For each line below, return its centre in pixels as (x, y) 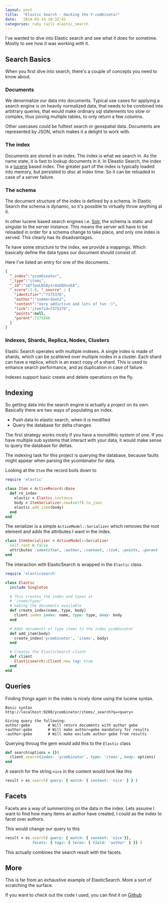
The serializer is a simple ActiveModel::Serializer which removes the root (82, 526)
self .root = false (29, 545)
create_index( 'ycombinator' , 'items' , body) (61, 638)
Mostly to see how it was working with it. (47, 44)
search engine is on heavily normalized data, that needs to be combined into (84, 106)
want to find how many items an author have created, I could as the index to (83, 814)
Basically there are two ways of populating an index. (59, 410)
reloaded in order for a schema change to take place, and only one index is (82, 232)
